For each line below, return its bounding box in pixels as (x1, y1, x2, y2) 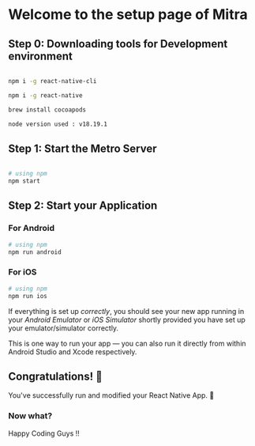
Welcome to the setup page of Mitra (8, 6, 248, 24)
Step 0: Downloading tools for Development (8, 37, 228, 51)
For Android (8, 223, 55, 234)
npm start (8, 177, 41, 185)
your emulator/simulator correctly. (8, 323, 119, 333)
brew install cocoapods (8, 105, 87, 114)
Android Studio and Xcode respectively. (8, 346, 137, 357)
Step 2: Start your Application (8, 199, 158, 213)
